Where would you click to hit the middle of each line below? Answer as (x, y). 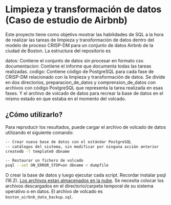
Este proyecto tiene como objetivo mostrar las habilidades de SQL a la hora (84, 34)
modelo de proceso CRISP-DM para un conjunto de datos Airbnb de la (79, 45)
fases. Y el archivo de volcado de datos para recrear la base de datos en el (84, 93)
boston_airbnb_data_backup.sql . (39, 197)
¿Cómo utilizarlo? (34, 115)
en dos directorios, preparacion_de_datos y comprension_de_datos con (81, 82)
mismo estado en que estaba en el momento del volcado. (66, 99)
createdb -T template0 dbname (38, 151)
